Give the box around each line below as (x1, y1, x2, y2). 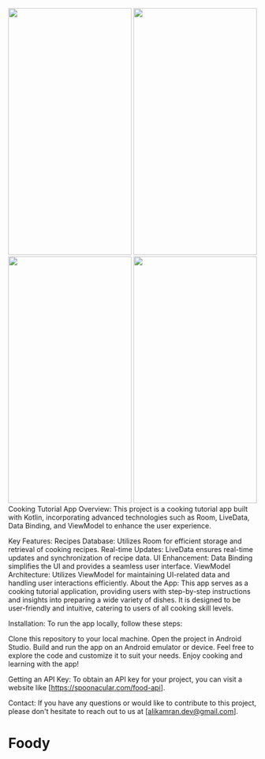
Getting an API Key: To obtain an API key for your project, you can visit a (8, 674, 243, 684)
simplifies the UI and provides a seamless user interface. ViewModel (8, 562, 231, 571)
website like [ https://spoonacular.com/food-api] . (8, 683, 166, 692)
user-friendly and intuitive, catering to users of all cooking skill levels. (8, 603, 234, 613)
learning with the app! (8, 659, 80, 668)
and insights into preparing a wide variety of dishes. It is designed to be (8, 596, 241, 604)
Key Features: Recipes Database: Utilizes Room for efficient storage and (8, 536, 242, 546)
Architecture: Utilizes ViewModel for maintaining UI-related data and (8, 570, 230, 579)
